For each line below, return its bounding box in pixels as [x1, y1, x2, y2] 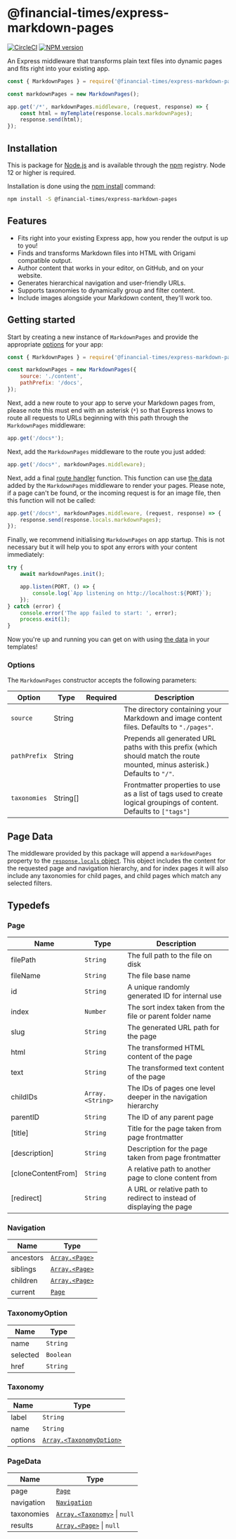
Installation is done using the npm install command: [7, 182, 156, 191]
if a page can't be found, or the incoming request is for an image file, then [7, 489, 221, 497]
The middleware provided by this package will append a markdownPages [7, 849, 212, 858]
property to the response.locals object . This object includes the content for [7, 856, 226, 865]
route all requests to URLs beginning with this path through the [7, 413, 189, 422]
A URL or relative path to [127, 1184, 209, 1194]
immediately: [7, 550, 44, 559]
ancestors [11, 1253, 44, 1263]
